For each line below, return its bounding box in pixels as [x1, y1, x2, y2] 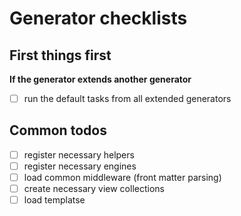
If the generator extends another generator [9, 73, 192, 85]
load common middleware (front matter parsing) [23, 172, 222, 183]
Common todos [9, 122, 107, 139]
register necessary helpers [23, 148, 135, 161]
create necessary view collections [23, 183, 165, 195]
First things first [9, 47, 112, 64]
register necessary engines [23, 160, 137, 172]
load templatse [23, 194, 86, 206]
